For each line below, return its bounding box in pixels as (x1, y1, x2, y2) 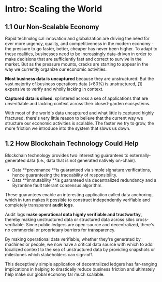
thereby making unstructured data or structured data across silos (5, 217, 135, 222)
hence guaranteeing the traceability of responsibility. (12, 172, 118, 178)
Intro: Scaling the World (5, 3, 103, 15)
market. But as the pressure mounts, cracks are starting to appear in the (5, 62, 148, 67)
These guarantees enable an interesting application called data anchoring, (5, 191, 153, 197)
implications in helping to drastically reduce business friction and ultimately (5, 266, 155, 272)
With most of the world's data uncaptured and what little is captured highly (5, 110, 154, 116)
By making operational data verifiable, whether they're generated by (5, 236, 141, 242)
